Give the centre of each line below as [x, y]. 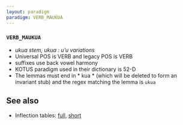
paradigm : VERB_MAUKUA [34, 17]
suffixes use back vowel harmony [56, 62]
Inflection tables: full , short [48, 115]
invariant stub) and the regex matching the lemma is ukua [85, 82]
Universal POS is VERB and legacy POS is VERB [74, 56]
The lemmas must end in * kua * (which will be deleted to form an [96, 75]
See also [22, 101]
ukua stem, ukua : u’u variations [55, 50]
